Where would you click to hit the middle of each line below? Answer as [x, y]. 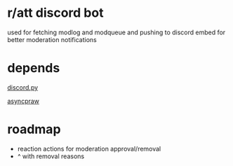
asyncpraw [24, 101]
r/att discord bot [55, 13]
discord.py [23, 87]
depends [34, 68]
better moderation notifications [52, 39]
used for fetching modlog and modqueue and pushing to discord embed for [116, 32]
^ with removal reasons [51, 156]
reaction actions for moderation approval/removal [89, 148]
